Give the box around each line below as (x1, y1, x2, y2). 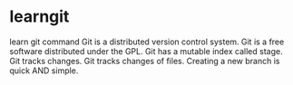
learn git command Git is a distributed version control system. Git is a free (9, 36, 285, 47)
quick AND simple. (9, 65, 79, 76)
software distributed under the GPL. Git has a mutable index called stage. (9, 45, 283, 56)
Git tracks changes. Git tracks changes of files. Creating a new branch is (9, 55, 280, 66)
